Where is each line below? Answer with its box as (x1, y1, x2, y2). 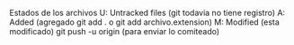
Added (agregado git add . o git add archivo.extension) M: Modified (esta (9, 17, 281, 27)
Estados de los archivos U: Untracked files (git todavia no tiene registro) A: (9, 8, 286, 18)
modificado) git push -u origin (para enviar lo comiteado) (9, 26, 220, 36)
